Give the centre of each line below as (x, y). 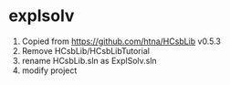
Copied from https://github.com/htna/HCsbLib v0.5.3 (121, 41)
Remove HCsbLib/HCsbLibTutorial (85, 50)
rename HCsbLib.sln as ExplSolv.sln (89, 60)
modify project (49, 70)
